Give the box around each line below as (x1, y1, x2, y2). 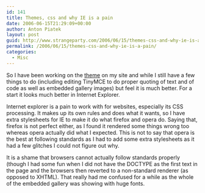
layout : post (6, 32, 40, 38)
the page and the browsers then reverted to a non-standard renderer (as (6, 167, 189, 174)
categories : (6, 49, 37, 55)
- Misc (12, 55, 29, 61)
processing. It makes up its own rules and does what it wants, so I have (6, 109, 185, 116)
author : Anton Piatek (6, 26, 62, 32)
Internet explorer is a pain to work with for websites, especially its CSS (6, 102, 184, 110)
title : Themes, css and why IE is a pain (6, 15, 113, 21)
